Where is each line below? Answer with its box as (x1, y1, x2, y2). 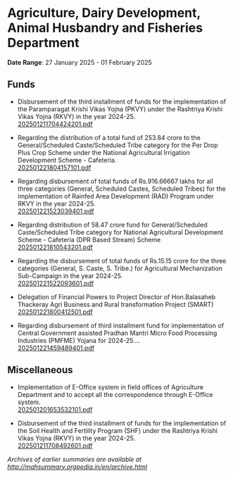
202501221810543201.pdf (17, 243, 93, 251)
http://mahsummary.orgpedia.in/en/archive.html (7, 463, 148, 471)
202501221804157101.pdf (17, 163, 92, 172)
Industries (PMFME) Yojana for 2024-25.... (17, 336, 141, 344)
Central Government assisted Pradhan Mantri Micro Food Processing (17, 329, 218, 337)
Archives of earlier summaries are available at (7, 455, 142, 463)
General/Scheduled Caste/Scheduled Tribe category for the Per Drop (17, 141, 218, 149)
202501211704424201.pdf (17, 120, 93, 128)
